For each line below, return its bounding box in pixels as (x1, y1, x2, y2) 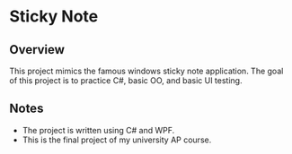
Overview (9, 42, 66, 57)
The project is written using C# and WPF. (22, 124, 175, 135)
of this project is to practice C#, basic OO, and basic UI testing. (9, 75, 243, 86)
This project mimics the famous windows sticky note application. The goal (9, 65, 284, 76)
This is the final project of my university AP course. (22, 134, 212, 145)
